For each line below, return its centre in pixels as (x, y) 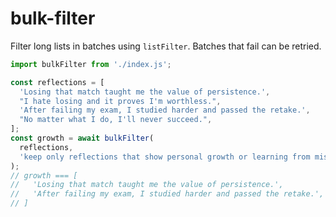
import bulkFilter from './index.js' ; (91, 64)
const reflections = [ (57, 82)
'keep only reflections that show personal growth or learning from (165, 157)
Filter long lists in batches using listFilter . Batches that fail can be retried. (166, 46)
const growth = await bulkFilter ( (82, 138)
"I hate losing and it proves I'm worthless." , (120, 101)
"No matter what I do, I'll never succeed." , (116, 120)
